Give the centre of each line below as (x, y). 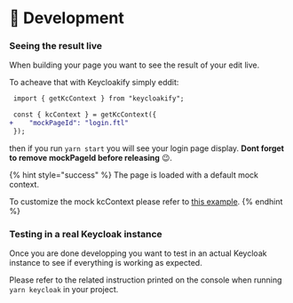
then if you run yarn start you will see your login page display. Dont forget (146, 148)
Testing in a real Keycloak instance (86, 234)
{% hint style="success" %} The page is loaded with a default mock (134, 175)
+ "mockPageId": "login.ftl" (69, 124)
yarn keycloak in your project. (64, 290)
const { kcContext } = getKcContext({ (85, 115)
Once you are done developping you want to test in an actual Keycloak (138, 253)
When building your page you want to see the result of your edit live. (135, 65)
